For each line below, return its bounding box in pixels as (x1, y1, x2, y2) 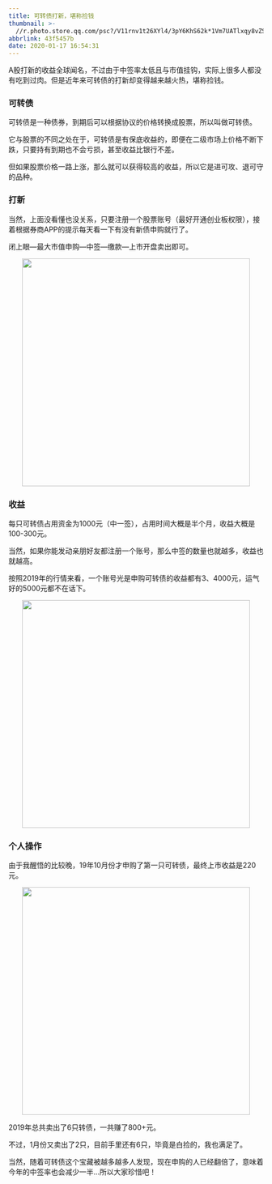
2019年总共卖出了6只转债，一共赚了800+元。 (8, 1122, 161, 1132)
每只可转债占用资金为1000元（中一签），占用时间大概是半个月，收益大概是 (8, 519, 256, 529)
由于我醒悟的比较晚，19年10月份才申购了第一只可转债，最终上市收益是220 (8, 860, 257, 871)
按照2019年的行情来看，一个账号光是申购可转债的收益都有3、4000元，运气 (8, 573, 260, 583)
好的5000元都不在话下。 (8, 584, 91, 594)
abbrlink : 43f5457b (8, 34, 74, 43)
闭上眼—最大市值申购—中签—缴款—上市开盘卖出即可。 (8, 241, 193, 251)
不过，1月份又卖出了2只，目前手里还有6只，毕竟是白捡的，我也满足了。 (8, 1139, 247, 1150)
